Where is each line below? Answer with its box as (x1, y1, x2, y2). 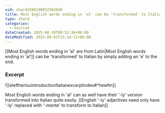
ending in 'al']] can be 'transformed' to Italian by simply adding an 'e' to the (5, 53, 158, 59)
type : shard (5, 16, 29, 21)
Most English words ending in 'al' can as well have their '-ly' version (5, 92, 142, 98)
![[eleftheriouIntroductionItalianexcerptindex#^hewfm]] (5, 82, 116, 88)
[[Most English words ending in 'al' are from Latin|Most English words (5, 48, 146, 54)
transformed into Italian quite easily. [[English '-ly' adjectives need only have (5, 97, 160, 103)
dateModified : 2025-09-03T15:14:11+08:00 (5, 35, 91, 40)
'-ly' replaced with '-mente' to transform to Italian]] (5, 102, 108, 109)
